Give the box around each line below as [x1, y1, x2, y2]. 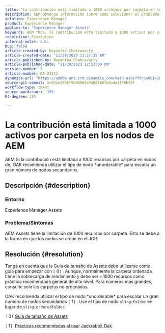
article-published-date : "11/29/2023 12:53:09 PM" [5, 62, 111, 67]
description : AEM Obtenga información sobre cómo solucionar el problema [5, 12, 160, 17]
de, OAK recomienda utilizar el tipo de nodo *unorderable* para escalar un [5, 162, 156, 167]
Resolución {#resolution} [5, 250, 84, 258]
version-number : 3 [5, 67, 43, 72]
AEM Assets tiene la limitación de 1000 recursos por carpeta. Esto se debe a [5, 230, 160, 236]
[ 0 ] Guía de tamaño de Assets [5, 313, 68, 319]
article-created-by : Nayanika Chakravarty [5, 48, 93, 53]
